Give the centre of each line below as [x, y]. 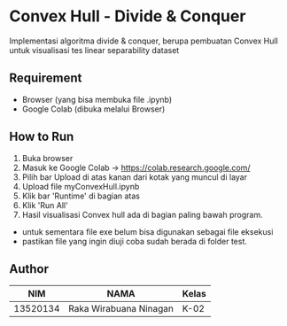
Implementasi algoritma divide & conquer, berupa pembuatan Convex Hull [144, 41]
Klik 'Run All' [45, 205]
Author [29, 269]
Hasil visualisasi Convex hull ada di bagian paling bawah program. [142, 214]
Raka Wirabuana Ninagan [121, 309]
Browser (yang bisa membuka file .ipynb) [97, 99]
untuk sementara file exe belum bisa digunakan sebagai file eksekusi [147, 231]
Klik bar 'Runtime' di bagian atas [81, 196]
